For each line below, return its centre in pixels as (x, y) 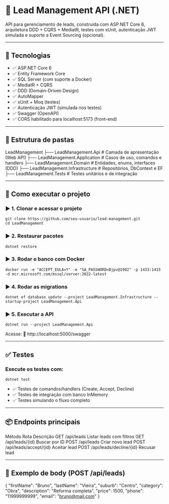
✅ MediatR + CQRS (32, 85)
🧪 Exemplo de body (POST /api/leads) (65, 473)
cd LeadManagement (24, 223)
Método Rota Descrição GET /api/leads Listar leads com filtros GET (75, 436)
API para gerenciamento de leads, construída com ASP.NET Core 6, (75, 24)
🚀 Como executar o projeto (48, 194)
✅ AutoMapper (28, 96)
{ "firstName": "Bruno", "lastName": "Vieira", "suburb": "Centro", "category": (84, 485)
